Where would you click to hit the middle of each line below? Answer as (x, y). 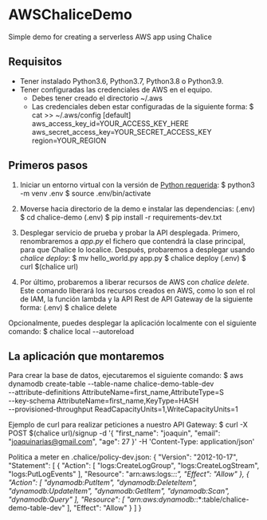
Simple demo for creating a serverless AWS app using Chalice (110, 37)
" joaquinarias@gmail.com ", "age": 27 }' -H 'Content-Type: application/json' (132, 442)
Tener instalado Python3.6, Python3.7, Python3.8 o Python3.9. (122, 81)
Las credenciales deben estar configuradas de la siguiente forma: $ (143, 106)
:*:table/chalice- (222, 499)
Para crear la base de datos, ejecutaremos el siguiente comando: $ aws (126, 376)
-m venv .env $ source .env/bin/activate (85, 193)
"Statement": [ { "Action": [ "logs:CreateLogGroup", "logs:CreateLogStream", (134, 466)
